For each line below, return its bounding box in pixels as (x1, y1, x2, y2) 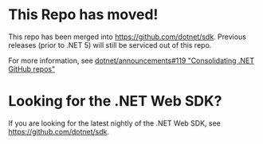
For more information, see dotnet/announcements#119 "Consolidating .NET (8, 56, 255, 65)
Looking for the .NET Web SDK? (8, 92, 222, 111)
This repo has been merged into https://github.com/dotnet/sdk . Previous (8, 32, 247, 41)
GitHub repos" (8, 64, 56, 73)
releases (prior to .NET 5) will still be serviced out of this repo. (8, 40, 212, 49)
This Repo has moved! (8, 6, 159, 24)
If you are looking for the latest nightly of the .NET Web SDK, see (8, 118, 221, 128)
